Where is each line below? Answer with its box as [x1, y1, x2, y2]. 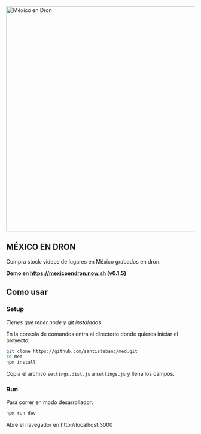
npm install [6, 360, 36, 366]
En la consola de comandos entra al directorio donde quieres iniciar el [6, 330, 178, 337]
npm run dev [6, 411, 36, 417]
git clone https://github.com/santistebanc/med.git [6, 348, 138, 354]
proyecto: [6, 336, 30, 344]
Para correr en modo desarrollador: [6, 399, 93, 406]
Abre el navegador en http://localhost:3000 [6, 421, 113, 429]
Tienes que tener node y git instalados [6, 318, 102, 326]
